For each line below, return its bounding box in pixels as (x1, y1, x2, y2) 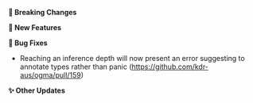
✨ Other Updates (8, 86, 66, 95)
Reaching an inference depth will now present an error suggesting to (19, 54, 245, 63)
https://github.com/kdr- (131, 62, 209, 71)
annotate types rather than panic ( (19, 62, 132, 71)
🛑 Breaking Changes (8, 8, 77, 17)
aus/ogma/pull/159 (19, 71, 81, 79)
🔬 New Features (8, 23, 62, 32)
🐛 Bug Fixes (8, 38, 48, 48)
